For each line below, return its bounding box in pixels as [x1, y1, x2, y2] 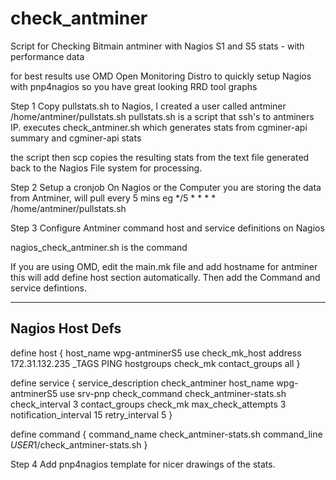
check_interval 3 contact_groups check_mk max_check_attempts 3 [10, 398, 287, 410]
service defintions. [10, 282, 88, 294]
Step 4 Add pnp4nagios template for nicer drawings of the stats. [10, 458, 276, 470]
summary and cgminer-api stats [10, 132, 142, 144]
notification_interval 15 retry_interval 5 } [10, 408, 173, 421]
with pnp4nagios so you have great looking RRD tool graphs [10, 80, 258, 92]
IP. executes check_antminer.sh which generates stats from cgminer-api [10, 121, 308, 133]
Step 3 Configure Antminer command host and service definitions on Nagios [10, 222, 325, 234]
